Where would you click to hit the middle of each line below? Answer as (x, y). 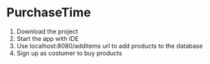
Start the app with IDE (48, 38)
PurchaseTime (49, 13)
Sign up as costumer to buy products (69, 53)
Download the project (47, 31)
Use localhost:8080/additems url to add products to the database (109, 46)
